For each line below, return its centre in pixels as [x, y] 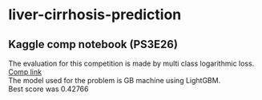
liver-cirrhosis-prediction [95, 15]
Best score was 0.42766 [48, 89]
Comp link [25, 72]
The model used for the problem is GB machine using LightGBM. [115, 80]
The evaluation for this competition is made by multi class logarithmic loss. [131, 63]
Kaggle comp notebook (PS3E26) [93, 44]
